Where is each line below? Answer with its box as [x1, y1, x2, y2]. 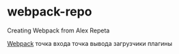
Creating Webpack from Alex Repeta [7, 26, 110, 34]
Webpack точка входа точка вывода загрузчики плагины [7, 39, 173, 47]
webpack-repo [7, 4, 92, 20]
